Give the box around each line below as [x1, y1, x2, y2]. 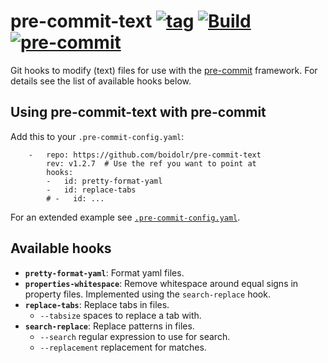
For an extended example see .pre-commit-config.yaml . [10, 211, 241, 223]
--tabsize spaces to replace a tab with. [39, 309, 202, 321]
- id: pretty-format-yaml [46, 176, 163, 186]
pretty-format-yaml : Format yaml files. [24, 266, 185, 279]
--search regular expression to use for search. [39, 330, 231, 342]
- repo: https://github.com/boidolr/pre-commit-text [28, 150, 262, 160]
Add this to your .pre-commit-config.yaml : [10, 130, 185, 142]
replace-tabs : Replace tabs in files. [24, 298, 170, 310]
